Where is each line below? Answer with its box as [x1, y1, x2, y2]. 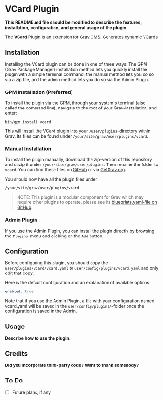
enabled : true [5, 289, 34, 294]
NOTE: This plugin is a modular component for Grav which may [17, 194, 144, 200]
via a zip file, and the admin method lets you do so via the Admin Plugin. [5, 76, 149, 82]
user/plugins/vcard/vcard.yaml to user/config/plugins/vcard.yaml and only [5, 265, 159, 271]
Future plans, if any [12, 389, 51, 395]
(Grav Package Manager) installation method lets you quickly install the [5, 66, 148, 72]
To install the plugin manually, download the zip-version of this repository [5, 157, 152, 163]
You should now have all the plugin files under [5, 176, 97, 182]
